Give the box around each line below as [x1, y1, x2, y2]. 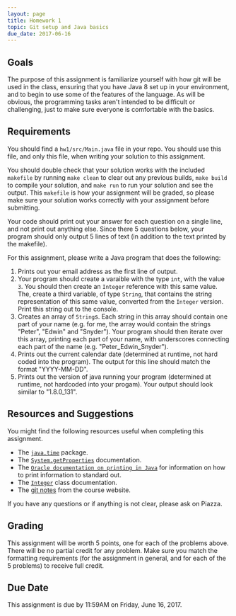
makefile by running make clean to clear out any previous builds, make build [7, 173, 228, 181]
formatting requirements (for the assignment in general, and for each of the [7, 554, 226, 562]
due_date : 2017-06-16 [7, 30, 71, 38]
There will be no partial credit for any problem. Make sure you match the [7, 546, 218, 554]
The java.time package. [17, 447, 88, 457]
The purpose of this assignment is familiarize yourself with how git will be [7, 75, 221, 84]
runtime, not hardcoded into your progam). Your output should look [17, 380, 213, 388]
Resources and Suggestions [7, 408, 134, 420]
